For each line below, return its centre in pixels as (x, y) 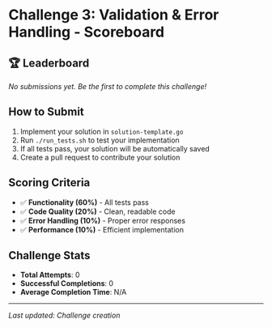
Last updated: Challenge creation (64, 315)
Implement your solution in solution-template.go (102, 131)
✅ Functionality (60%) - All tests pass (85, 202)
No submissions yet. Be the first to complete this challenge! (108, 86)
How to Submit (47, 112)
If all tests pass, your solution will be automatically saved (115, 148)
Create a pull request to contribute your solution (100, 157)
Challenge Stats (49, 256)
